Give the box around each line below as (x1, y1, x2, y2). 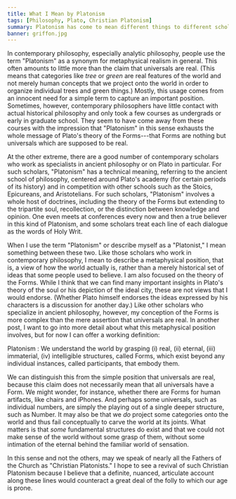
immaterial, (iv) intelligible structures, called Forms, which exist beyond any (7, 352, 225, 360)
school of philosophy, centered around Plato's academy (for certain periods (7, 175, 227, 184)
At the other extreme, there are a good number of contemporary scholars (7, 153, 219, 161)
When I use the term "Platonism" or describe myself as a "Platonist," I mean (7, 241, 226, 250)
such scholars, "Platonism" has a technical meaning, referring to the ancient (7, 168, 228, 176)
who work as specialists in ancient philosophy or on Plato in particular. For (7, 160, 222, 169)
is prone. (7, 484, 33, 493)
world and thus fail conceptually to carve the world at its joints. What (7, 418, 206, 427)
